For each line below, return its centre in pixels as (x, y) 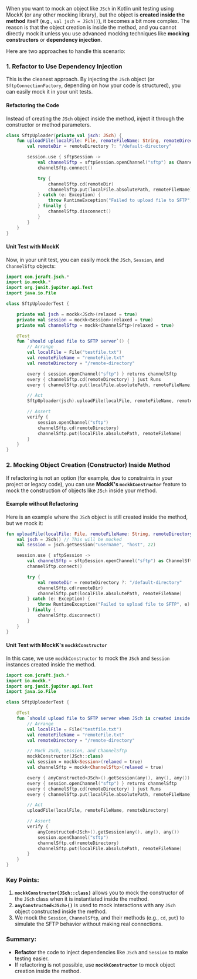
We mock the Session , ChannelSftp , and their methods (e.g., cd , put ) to (99, 918)
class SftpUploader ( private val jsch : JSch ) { (64, 135)
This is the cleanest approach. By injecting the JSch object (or (80, 79)
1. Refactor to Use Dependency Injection (64, 66)
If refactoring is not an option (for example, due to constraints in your (89, 478)
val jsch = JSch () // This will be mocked (69, 539)
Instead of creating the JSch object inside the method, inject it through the (95, 118)
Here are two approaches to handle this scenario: (66, 51)
